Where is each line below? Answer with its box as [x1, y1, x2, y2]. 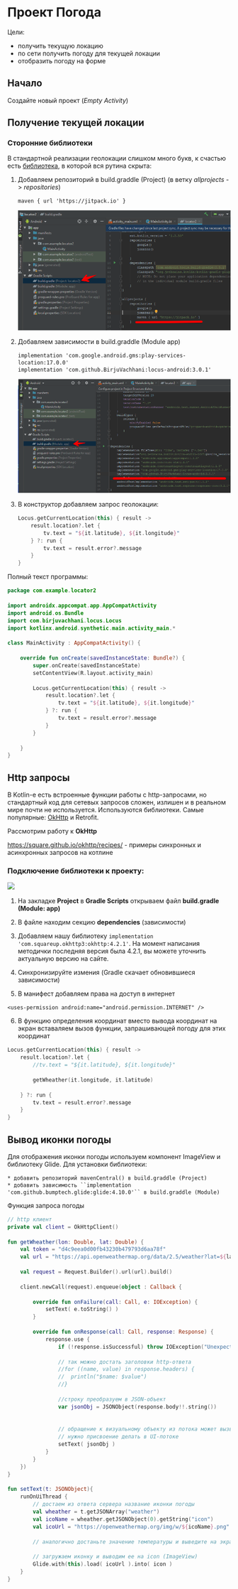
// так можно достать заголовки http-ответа [57, 1358, 192, 1365]
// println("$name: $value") [57, 1373, 147, 1381]
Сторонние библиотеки [7, 138, 93, 148]
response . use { [45, 1335, 91, 1343]
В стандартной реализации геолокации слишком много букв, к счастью [7, 154, 227, 163]
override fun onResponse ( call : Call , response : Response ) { [33, 1328, 214, 1336]
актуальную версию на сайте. [17, 954, 109, 963]
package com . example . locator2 [7, 587, 97, 594]
